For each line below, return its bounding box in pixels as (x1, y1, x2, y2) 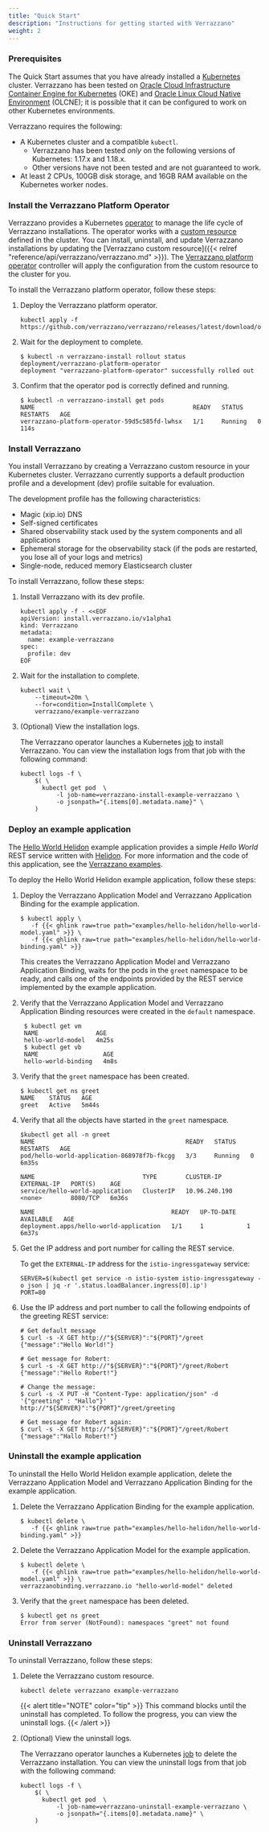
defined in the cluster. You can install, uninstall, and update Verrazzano (8, 235, 243, 244)
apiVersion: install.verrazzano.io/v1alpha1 (19, 614, 172, 623)
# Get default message (19, 1326, 96, 1335)
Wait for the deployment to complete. (19, 337, 144, 347)
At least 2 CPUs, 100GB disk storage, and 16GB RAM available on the (19, 170, 247, 181)
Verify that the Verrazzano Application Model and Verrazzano (19, 998, 224, 1008)
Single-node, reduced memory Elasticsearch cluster (19, 561, 193, 571)
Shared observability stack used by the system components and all (19, 527, 243, 536)
